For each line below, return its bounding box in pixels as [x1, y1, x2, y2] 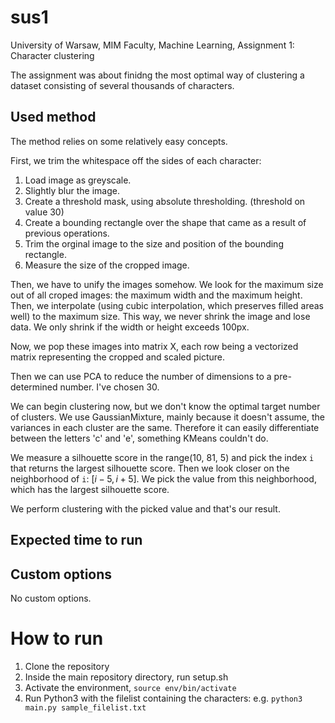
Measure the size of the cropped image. [24, 259, 190, 271]
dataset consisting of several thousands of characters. [10, 79, 235, 91]
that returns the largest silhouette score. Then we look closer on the [10, 462, 290, 474]
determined [10, 381, 58, 393]
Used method [10, 109, 97, 126]
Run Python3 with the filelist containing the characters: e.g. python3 [24, 692, 303, 704]
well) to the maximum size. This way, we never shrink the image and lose [10, 310, 311, 322]
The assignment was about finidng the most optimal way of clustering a [10, 69, 305, 81]
